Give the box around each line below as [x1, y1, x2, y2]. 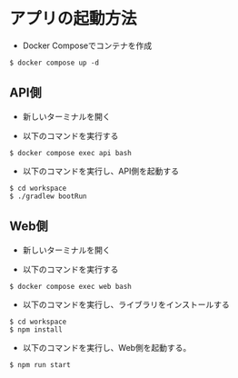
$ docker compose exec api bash [9, 148, 132, 157]
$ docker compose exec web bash [9, 282, 132, 291]
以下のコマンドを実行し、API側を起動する [22, 165, 180, 176]
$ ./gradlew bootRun [9, 192, 88, 201]
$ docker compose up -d [9, 58, 100, 67]
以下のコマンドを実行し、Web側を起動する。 [22, 342, 192, 353]
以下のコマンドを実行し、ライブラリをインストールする [22, 299, 230, 310]
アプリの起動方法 [9, 8, 138, 29]
